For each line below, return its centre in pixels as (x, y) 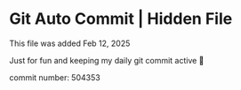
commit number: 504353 (55, 77)
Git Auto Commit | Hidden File (121, 19)
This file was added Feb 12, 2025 (70, 43)
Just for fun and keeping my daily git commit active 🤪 (107, 60)
